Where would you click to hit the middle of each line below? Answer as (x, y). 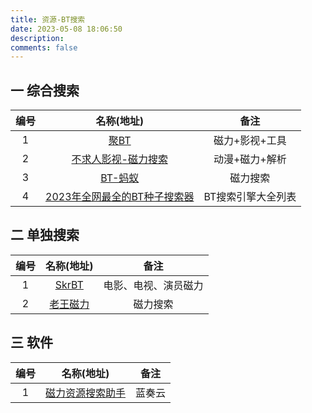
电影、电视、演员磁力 (153, 285)
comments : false (44, 47)
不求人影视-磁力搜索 (119, 159)
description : (37, 38)
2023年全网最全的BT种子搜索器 (120, 197)
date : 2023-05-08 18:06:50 (66, 29)
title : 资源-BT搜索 (48, 19)
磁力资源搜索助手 (86, 393)
